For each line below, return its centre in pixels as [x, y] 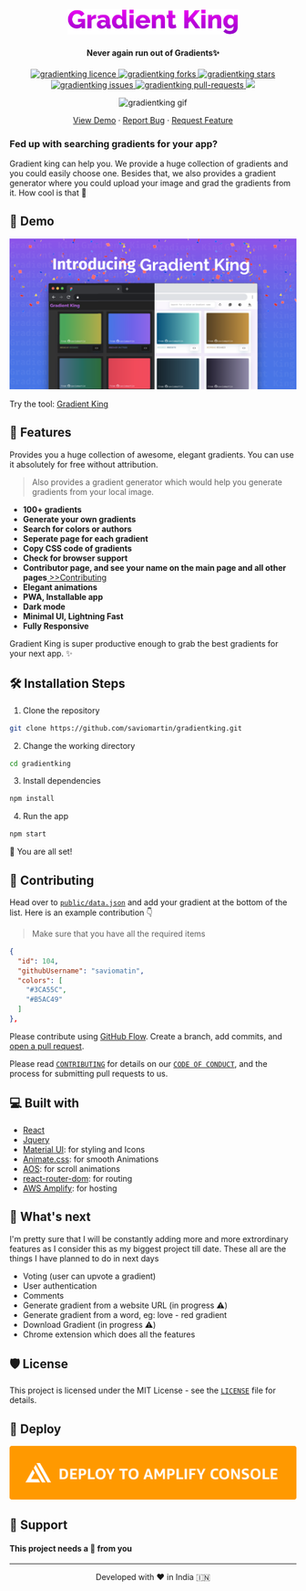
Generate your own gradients [79, 519]
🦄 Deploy [36, 1429]
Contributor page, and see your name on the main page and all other [154, 567]
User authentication [60, 1285]
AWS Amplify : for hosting [70, 1188]
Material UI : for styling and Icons [84, 1149]
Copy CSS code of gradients [77, 548]
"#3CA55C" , [46, 990]
